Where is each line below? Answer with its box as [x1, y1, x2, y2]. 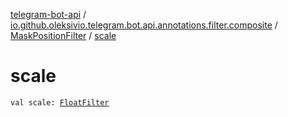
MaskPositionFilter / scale [10, 30, 117, 41]
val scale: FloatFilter [10, 97, 110, 108]
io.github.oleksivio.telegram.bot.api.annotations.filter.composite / [10, 19, 278, 31]
